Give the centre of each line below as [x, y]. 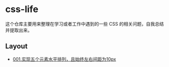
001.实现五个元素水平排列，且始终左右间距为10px [64, 59]
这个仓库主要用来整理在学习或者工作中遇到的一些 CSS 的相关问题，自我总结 [85, 24]
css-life [22, 9]
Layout [17, 46]
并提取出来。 [19, 30]
